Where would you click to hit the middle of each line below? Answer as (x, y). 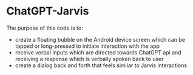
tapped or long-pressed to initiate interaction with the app (87, 46)
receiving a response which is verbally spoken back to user (89, 59)
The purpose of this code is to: (45, 28)
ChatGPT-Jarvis (48, 11)
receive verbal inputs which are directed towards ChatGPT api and (98, 52)
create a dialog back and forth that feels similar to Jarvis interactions (101, 65)
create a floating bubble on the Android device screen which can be (100, 39)
